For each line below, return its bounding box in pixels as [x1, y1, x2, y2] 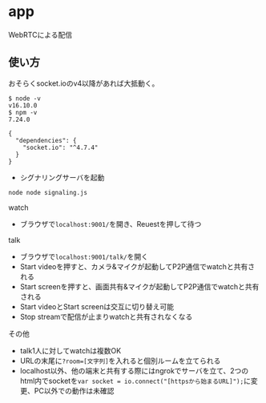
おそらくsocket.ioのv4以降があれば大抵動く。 [8, 79, 159, 88]
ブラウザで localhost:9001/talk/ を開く [19, 252, 148, 261]
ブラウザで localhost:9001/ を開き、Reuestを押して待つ [19, 219, 202, 228]
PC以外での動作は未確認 [34, 385, 115, 395]
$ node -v [8, 95, 42, 103]
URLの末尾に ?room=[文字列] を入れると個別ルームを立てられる [19, 356, 221, 365]
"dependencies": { [15, 136, 78, 144]
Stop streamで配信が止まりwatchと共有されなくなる [19, 312, 193, 321]
